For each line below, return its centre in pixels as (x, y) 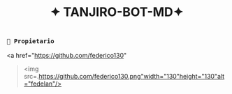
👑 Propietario (30, 41)
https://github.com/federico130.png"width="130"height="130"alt (132, 77)
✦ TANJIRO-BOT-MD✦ (117, 12)
